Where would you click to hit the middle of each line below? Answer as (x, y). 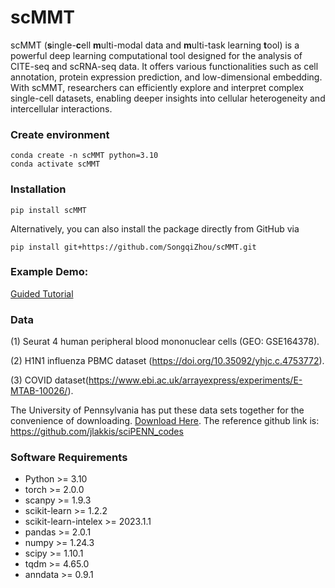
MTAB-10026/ (39, 391)
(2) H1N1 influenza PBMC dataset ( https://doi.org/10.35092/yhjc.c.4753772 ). (167, 361)
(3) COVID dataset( (49, 380)
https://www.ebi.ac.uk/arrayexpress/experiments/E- (195, 380)
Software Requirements (69, 458)
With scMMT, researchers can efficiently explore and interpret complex (157, 87)
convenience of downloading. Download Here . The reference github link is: (165, 421)
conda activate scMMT (55, 164)
